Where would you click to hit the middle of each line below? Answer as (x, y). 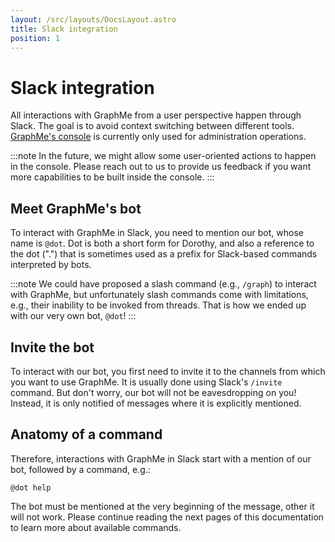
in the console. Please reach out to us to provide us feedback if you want (161, 167)
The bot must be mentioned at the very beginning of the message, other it (162, 506)
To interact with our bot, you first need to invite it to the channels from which (168, 371)
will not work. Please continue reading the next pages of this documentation (167, 517)
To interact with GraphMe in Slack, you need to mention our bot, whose (157, 233)
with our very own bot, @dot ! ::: (73, 316)
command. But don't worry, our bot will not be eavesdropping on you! (153, 392)
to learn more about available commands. (96, 527)
